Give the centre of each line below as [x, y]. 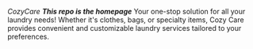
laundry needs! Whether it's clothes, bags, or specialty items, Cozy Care [126, 20]
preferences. [28, 36]
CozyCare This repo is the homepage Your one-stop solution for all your [126, 11]
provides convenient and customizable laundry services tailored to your [125, 28]
